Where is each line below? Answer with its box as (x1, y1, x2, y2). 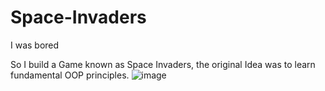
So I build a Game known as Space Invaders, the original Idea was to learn (10, 58, 316, 70)
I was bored (10, 39, 60, 51)
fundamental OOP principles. (10, 69, 130, 81)
